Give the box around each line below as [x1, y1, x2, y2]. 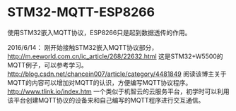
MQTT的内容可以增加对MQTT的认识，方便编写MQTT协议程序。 [7, 78, 192, 86]
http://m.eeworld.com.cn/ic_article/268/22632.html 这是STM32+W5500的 [7, 52, 224, 60]
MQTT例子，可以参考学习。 [7, 60, 88, 69]
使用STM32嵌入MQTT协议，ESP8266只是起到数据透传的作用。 [7, 28, 191, 37]
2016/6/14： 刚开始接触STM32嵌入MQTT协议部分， [7, 43, 158, 51]
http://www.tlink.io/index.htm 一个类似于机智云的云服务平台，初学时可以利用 [7, 87, 230, 96]
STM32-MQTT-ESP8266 [7, 4, 155, 20]
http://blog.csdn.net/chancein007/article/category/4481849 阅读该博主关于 [7, 70, 227, 78]
